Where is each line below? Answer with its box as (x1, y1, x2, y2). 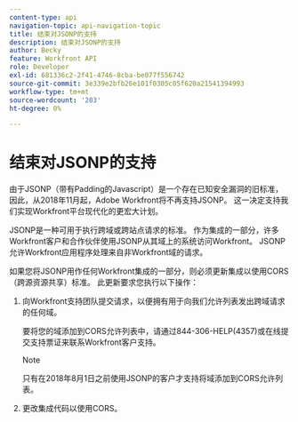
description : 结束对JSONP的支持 (9, 37, 122, 47)
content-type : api (9, 12, 77, 22)
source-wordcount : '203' (9, 95, 101, 105)
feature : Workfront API (9, 54, 98, 63)
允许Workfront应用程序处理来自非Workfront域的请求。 (9, 247, 208, 258)
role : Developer (9, 63, 69, 72)
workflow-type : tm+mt (9, 87, 90, 96)
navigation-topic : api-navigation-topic (9, 21, 162, 30)
